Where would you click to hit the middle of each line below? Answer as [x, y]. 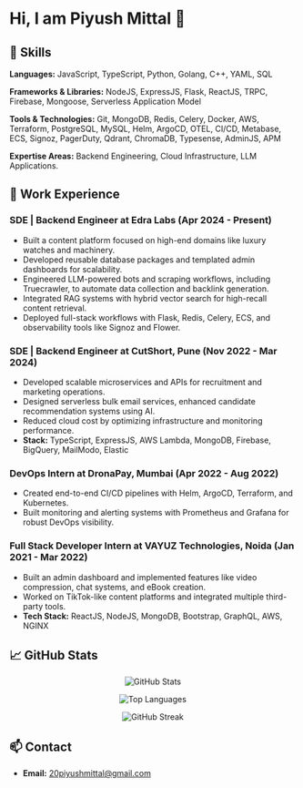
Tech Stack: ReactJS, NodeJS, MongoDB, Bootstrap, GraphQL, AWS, [152, 616]
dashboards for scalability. [72, 269]
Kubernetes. [45, 503]
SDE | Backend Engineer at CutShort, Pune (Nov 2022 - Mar [143, 351]
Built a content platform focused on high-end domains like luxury [144, 240]
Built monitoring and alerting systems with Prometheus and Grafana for [156, 513]
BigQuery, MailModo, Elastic [76, 449]
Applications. [34, 166]
